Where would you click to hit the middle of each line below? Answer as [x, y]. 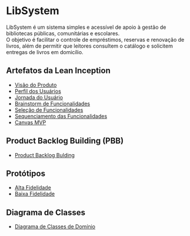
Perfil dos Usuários [38, 91]
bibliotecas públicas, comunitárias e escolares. [63, 33]
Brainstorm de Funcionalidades [52, 104]
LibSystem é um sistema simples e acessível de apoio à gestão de [86, 27]
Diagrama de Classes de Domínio [55, 227]
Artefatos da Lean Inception [58, 71]
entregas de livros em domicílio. [45, 52]
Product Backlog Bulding [45, 155]
